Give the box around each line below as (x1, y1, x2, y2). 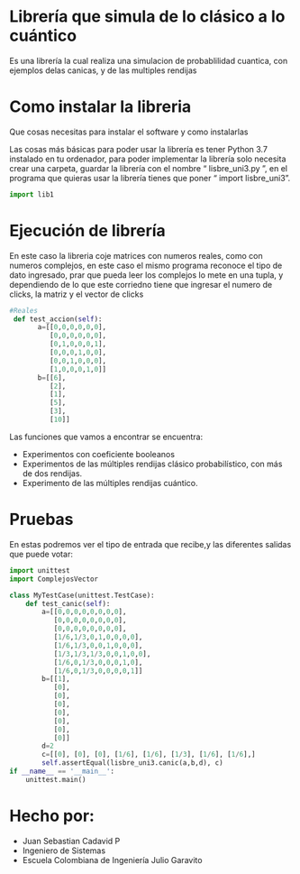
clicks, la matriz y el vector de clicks (9, 289, 144, 299)
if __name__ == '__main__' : (9, 767, 115, 776)
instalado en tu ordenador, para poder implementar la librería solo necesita (9, 153, 286, 164)
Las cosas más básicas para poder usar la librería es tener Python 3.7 (9, 143, 268, 154)
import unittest (9, 566, 70, 575)
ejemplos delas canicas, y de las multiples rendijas (9, 65, 197, 76)
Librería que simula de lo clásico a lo (9, 6, 286, 27)
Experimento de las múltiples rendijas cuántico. (22, 477, 198, 488)
